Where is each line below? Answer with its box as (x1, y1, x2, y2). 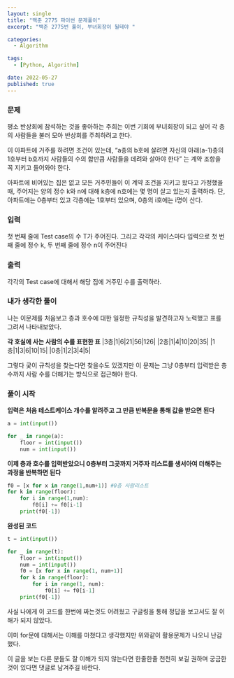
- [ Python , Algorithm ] (13, 62, 80, 69)
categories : (7, 36, 42, 43)
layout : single (7, 10, 52, 17)
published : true (7, 80, 54, 87)
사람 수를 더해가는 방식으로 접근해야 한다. (25, 369, 138, 378)
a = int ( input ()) (7, 421, 58, 428)
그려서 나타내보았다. (7, 323, 61, 331)
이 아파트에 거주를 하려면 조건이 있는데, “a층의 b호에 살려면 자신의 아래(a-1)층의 (7, 146, 224, 154)
